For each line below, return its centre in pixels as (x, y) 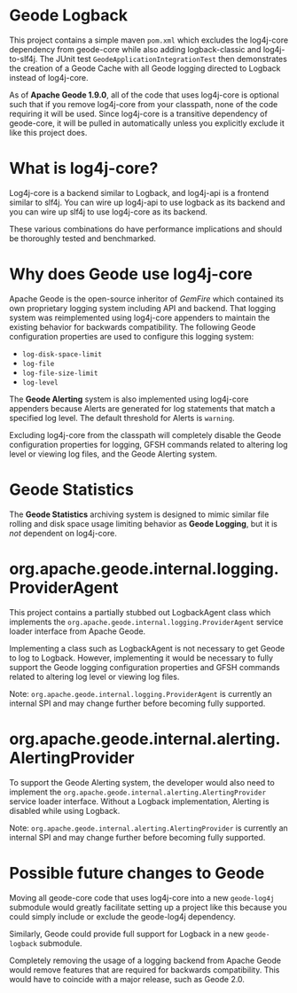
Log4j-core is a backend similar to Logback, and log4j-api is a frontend (139, 192)
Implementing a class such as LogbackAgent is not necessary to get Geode (147, 648)
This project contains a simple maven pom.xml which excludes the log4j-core (149, 40)
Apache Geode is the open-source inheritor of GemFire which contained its (146, 299)
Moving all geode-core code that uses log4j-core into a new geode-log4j (142, 897)
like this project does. (48, 132)
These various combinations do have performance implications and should (145, 229)
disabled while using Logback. (65, 810)
